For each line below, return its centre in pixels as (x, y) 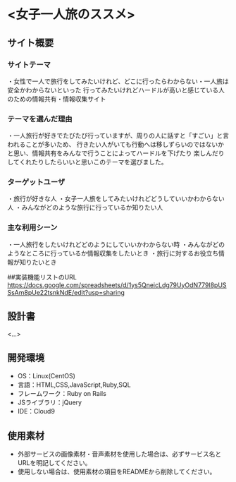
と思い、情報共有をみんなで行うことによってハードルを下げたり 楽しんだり (116, 153)
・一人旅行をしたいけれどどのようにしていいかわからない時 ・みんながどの (116, 244)
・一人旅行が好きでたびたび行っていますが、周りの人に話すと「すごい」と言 (118, 135)
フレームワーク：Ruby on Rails (62, 394)
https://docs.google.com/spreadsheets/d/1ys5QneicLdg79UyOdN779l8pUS (117, 285)
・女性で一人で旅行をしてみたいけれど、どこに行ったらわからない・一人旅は (118, 81)
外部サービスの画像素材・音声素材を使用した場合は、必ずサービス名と (119, 454)
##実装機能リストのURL (42, 277)
